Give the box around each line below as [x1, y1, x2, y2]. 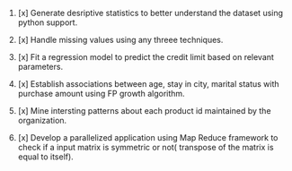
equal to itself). [17, 151, 74, 162]
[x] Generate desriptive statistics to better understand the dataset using [17, 8, 284, 18]
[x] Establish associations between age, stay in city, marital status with [17, 79, 280, 89]
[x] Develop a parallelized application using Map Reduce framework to [17, 133, 279, 142]
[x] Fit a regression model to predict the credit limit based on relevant [17, 52, 274, 62]
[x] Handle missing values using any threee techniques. [17, 35, 224, 45]
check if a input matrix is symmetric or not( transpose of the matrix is [17, 142, 274, 152]
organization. [17, 115, 67, 125]
